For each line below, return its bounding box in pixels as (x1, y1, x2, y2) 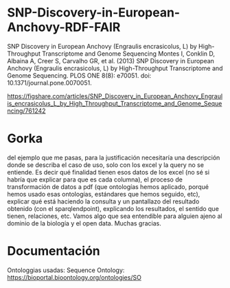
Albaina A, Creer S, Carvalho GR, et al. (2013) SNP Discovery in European (7, 56, 215, 65)
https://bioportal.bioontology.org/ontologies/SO (7, 273, 142, 281)
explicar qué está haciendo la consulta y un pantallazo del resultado (7, 197, 200, 206)
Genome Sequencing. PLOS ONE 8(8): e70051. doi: (7, 71, 152, 80)
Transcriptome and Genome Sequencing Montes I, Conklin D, (42, 49, 215, 58)
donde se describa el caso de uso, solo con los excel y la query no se (7, 160, 205, 169)
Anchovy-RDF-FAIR (7, 19, 121, 35)
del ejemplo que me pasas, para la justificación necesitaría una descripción (7, 153, 220, 162)
